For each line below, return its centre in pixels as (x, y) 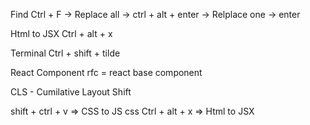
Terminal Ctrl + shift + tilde (65, 53)
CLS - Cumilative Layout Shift (71, 92)
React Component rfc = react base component (106, 72)
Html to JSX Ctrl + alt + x (61, 33)
